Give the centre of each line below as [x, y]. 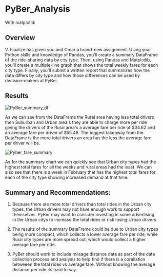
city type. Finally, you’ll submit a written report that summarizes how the [78, 70]
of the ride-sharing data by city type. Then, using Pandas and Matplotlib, [78, 60]
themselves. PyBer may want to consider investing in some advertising [83, 215]
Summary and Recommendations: [58, 193]
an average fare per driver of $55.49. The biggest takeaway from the [74, 132]
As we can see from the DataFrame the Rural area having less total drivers [80, 117]
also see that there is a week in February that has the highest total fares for [81, 172]
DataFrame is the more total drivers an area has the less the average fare [78, 138]
